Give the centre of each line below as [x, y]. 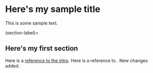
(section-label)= [22, 32]
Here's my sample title [53, 9]
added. [13, 65]
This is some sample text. [32, 23]
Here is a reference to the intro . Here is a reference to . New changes [76, 60]
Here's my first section [42, 48]
